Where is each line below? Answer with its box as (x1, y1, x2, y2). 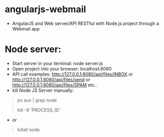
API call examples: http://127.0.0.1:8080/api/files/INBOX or (12, 71, 133, 77)
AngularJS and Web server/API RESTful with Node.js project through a (12, 20, 159, 26)
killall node (17, 126, 40, 132)
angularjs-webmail (5, 4, 86, 15)
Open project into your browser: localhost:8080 (12, 65, 112, 72)
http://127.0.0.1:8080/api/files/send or (12, 76, 90, 82)
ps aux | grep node (17, 97, 57, 103)
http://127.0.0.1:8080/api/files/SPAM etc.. (12, 82, 97, 88)
